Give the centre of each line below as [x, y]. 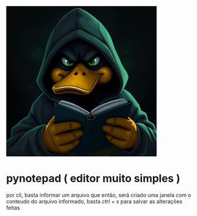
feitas [13, 208]
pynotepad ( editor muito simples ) [93, 179]
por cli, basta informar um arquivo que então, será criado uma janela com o [99, 195]
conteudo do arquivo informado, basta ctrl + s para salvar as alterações [94, 202]
